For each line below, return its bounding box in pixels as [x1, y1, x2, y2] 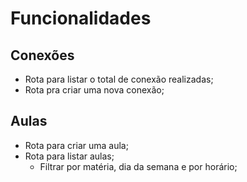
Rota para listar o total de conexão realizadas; [24, 73, 214, 85]
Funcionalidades [10, 7, 152, 30]
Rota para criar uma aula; [24, 139, 129, 151]
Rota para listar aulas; [24, 150, 115, 162]
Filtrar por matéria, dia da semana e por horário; [39, 160, 238, 172]
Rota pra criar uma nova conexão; [24, 84, 165, 96]
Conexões [10, 47, 75, 64]
